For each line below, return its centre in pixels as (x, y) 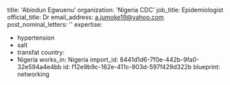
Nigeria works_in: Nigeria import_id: (68, 60)
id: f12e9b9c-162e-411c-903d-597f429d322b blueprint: (142, 67)
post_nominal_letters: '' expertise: (55, 24)
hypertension (36, 38)
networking (33, 74)
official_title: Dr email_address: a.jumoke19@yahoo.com (86, 17)
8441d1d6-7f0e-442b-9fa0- (160, 60)
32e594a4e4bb (39, 67)
